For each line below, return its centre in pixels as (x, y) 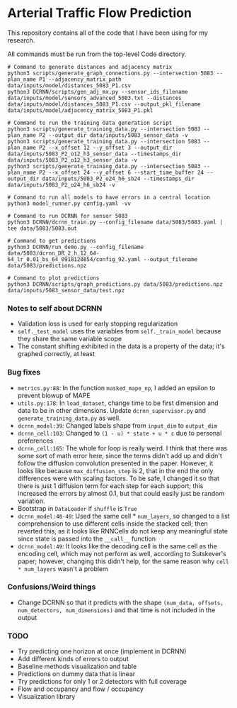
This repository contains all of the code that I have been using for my (108, 33)
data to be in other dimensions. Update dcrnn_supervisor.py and (112, 410)
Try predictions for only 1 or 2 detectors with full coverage (102, 682)
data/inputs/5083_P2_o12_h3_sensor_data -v (73, 160)
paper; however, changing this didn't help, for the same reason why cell (123, 561)
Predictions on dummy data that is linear (76, 674)
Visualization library (46, 697)
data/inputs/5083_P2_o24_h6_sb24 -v (61, 185)
